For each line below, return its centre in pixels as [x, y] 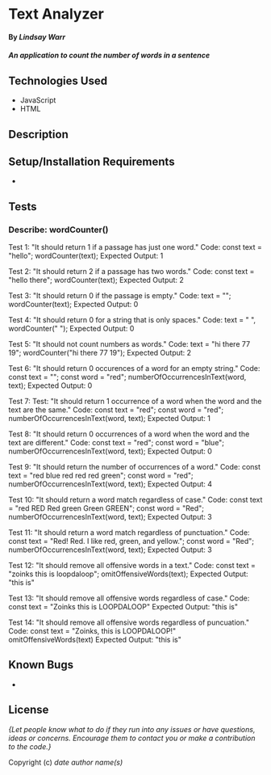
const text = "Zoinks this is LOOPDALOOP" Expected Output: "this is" [123, 607]
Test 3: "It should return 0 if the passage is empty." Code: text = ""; [120, 296]
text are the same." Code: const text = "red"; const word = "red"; [116, 410]
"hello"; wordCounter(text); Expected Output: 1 [86, 256]
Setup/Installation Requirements [92, 161]
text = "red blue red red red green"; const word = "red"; [101, 476]
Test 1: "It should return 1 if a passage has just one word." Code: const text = [135, 247]
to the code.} [30, 746]
